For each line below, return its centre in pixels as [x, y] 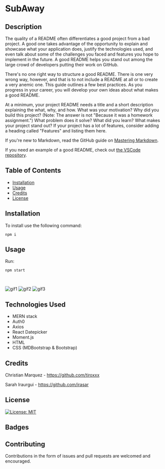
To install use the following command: [44, 225]
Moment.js [23, 337]
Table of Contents [33, 171]
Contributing [25, 444]
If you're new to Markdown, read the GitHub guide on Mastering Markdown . [82, 140]
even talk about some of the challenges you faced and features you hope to [82, 54]
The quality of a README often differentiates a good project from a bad [78, 38]
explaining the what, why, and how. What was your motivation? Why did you [82, 110]
